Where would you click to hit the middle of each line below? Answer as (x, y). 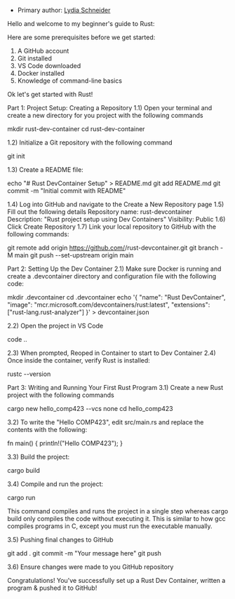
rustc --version (29, 374)
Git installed (35, 58)
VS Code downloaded (49, 66)
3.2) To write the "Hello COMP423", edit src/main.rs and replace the (106, 422)
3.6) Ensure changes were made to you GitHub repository (90, 567)
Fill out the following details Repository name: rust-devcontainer (100, 212)
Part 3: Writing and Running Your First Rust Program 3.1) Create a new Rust (115, 388)
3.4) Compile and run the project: (55, 484)
